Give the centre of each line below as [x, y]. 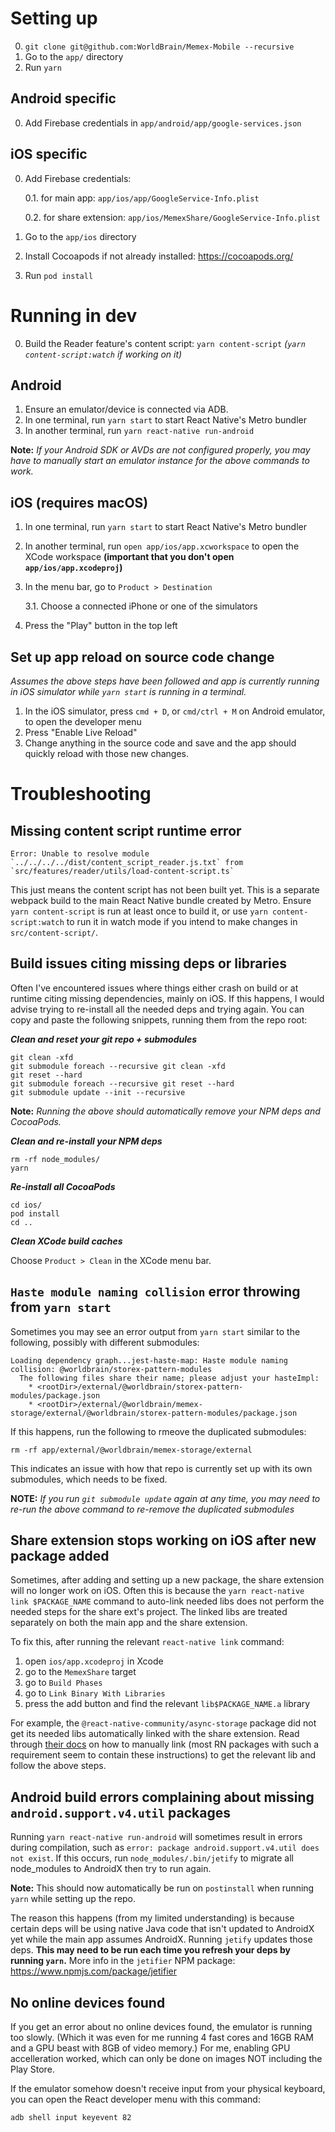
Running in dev [74, 315]
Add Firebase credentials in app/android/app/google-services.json [163, 123]
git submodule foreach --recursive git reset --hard [122, 1083]
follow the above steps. [58, 1766]
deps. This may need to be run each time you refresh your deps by [150, 1950]
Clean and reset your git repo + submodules [104, 1039]
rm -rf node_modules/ [55, 1159]
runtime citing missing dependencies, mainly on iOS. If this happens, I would [167, 998]
